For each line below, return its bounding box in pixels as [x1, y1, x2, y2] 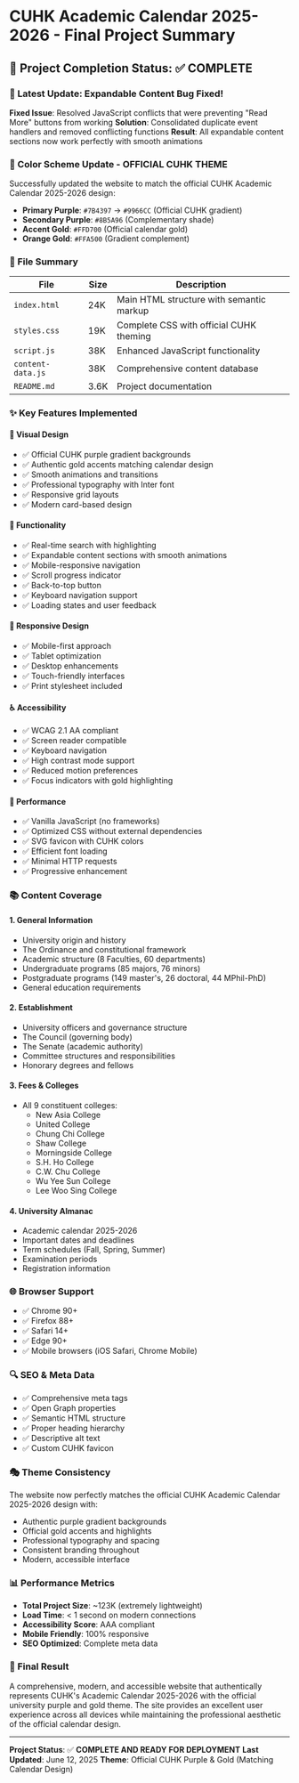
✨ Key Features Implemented [9, 407, 138, 419]
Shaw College [35, 1138, 87, 1148]
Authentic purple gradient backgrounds [21, 1516, 167, 1528]
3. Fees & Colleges [9, 1080, 79, 1091]
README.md [13, 381, 55, 392]
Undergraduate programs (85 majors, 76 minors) [21, 963, 201, 974]
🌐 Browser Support [9, 1285, 94, 1298]
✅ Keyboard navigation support [21, 589, 138, 600]
